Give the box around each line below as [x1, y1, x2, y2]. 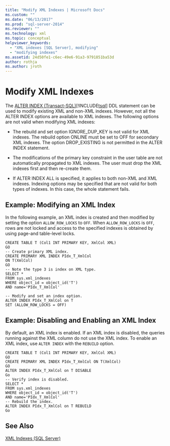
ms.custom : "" [5, 12, 35, 17]
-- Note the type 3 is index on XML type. [5, 267, 96, 272]
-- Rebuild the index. [5, 399, 53, 404]
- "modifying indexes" [10, 50, 58, 55]
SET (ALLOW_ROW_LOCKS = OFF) [5, 302, 67, 307]
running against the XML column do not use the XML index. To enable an [5, 335, 157, 341]
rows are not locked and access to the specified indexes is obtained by [5, 225, 153, 231]
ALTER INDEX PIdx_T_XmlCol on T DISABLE [5, 368, 92, 373]
